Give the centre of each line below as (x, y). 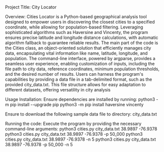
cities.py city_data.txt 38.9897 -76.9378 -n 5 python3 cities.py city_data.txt (81, 139)
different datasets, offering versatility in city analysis (58, 90)
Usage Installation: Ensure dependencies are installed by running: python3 (80, 99)
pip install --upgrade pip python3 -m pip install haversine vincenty (77, 105)
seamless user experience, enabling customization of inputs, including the (80, 64)
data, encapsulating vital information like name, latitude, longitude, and (76, 53)
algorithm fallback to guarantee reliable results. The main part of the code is (82, 43)
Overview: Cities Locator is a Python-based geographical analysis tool (76, 16)
